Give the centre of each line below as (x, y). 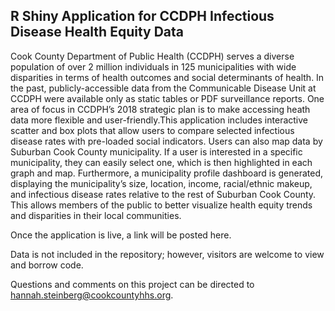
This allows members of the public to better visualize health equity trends (161, 205)
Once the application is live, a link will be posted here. (121, 235)
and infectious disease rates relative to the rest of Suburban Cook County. (163, 194)
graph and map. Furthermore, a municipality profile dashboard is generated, (167, 173)
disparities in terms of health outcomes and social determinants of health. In (167, 77)
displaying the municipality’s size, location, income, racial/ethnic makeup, (161, 183)
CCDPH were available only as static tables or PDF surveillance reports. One (167, 98)
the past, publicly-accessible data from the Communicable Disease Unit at (163, 88)
